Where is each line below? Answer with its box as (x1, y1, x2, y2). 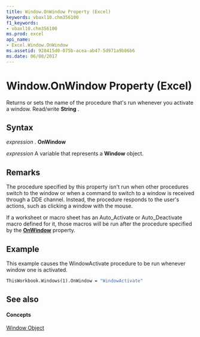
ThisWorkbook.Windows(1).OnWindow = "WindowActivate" (6, 278, 144, 284)
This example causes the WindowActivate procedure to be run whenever (6, 260, 186, 267)
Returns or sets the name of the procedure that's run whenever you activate (6, 99, 193, 106)
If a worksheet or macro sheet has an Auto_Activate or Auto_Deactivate (6, 214, 183, 221)
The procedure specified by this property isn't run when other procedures (6, 183, 189, 190)
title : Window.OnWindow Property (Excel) (6, 8, 111, 15)
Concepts (6, 311, 31, 318)
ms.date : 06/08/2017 (6, 53, 58, 59)
